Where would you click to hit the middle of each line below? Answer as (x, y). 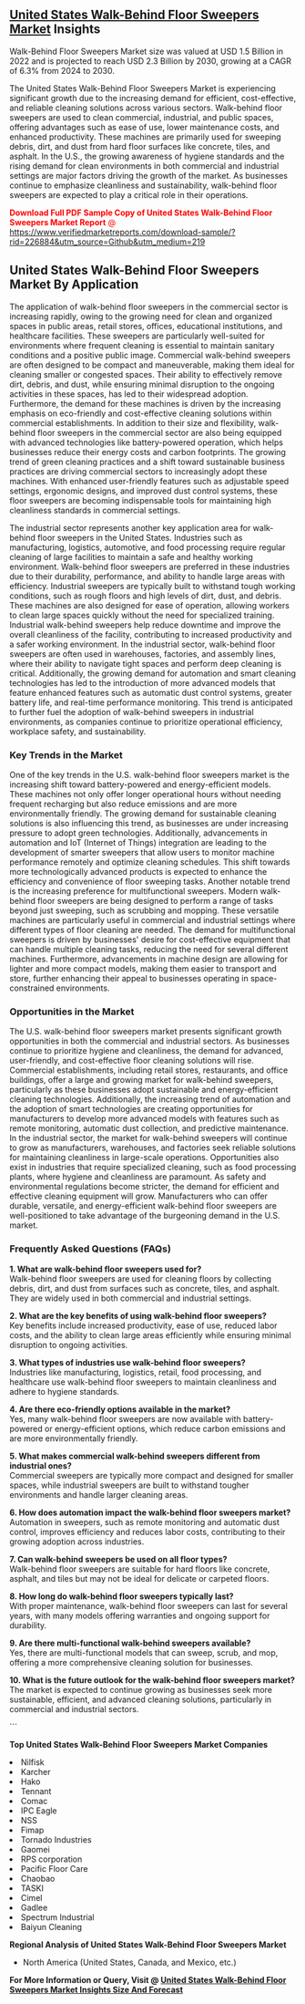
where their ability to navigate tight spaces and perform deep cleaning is (146, 663)
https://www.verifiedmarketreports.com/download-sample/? (122, 232)
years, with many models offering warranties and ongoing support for (140, 1615)
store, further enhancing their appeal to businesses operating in (129, 978)
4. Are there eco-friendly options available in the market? (120, 1409)
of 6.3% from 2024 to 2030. (62, 70)
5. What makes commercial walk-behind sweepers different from (135, 1456)
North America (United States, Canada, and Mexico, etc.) (129, 1962)
